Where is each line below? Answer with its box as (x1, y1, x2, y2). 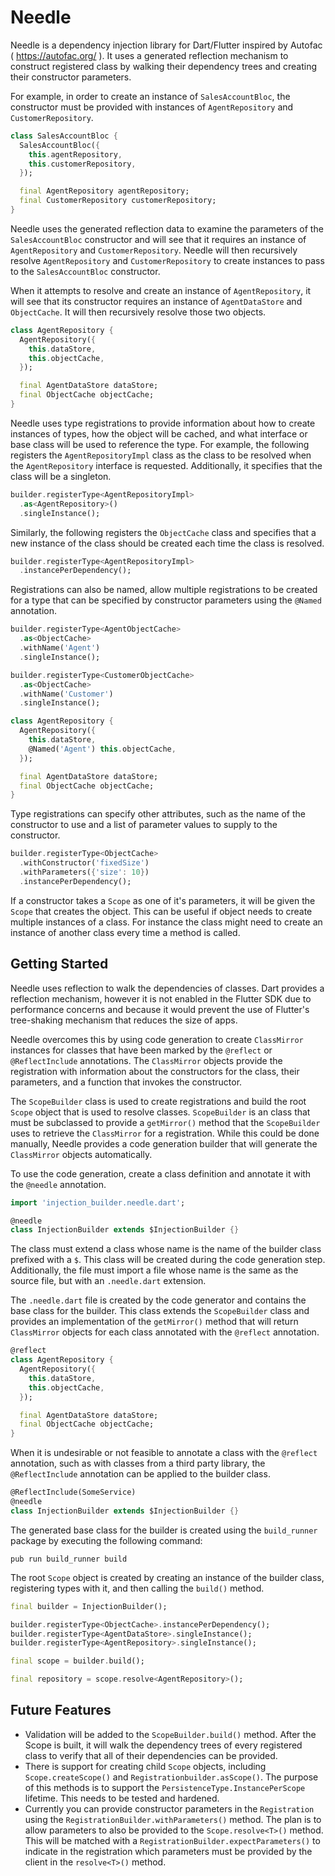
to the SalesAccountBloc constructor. (10, 265, 161, 277)
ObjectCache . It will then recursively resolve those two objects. (10, 306, 267, 318)
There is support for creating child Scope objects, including (24, 1760, 267, 1772)
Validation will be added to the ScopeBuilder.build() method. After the (24, 1728, 317, 1740)
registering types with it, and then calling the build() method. (10, 1582, 265, 1594)
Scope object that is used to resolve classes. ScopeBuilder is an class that (10, 1106, 311, 1118)
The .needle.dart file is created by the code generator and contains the (10, 1294, 307, 1306)
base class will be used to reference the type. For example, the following (10, 438, 310, 450)
